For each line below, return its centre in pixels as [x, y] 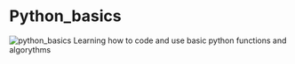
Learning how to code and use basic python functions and [180, 40]
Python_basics [65, 16]
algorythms [30, 49]
